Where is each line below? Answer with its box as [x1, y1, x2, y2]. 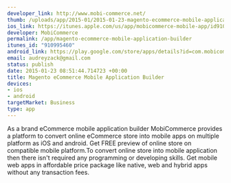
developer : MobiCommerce [7, 29, 78, 36]
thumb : [7, 16, 26, 23]
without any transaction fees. [7, 168, 89, 176]
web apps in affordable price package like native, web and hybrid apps [7, 160, 208, 169]
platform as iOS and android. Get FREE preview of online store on [7, 138, 192, 147]
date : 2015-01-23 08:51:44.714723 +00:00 [7, 67, 128, 74]
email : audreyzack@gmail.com [7, 55, 91, 62]
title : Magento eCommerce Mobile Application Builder [7, 73, 165, 81]
